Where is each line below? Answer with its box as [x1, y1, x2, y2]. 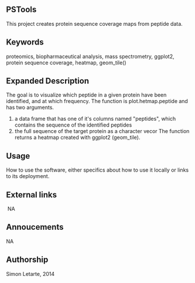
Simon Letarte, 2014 [6, 270, 55, 277]
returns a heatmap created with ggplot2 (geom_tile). [14, 134, 141, 141]
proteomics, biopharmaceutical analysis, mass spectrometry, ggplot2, [6, 53, 175, 60]
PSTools [6, 5, 37, 15]
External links [6, 190, 57, 200]
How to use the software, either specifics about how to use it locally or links [6, 166, 189, 173]
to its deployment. [6, 173, 50, 180]
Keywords [6, 37, 44, 47]
